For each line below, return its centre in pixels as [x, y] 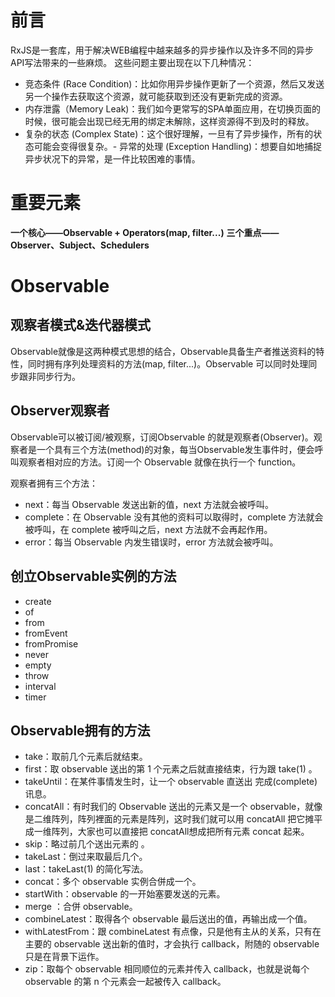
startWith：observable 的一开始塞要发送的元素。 [125, 894]
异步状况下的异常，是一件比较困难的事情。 [112, 158]
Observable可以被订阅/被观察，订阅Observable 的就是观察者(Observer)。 [162, 437]
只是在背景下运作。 [64, 957]
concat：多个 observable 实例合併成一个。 [113, 882]
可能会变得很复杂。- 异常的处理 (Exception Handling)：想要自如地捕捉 [178, 146]
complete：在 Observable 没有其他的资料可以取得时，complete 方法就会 [174, 517]
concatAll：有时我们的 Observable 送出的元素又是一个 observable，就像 [173, 807]
